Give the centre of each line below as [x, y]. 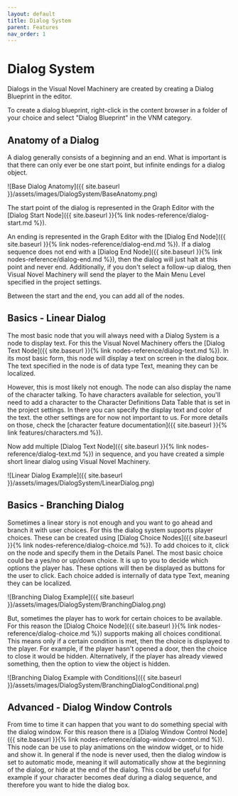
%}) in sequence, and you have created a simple [154, 454]
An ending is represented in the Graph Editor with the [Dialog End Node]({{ [117, 237]
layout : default [31, 14]
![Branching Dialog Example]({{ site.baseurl [71, 596]
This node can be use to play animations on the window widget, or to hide [115, 747]
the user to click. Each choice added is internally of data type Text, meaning [118, 575]
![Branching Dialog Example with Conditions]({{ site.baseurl [94, 677]
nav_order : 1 [27, 34]
